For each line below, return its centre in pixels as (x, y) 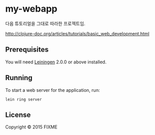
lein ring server (24, 99)
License (18, 115)
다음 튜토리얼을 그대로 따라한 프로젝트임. (45, 23)
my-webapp (31, 9)
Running (19, 78)
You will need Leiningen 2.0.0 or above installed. (56, 62)
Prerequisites (27, 49)
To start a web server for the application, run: (53, 90)
